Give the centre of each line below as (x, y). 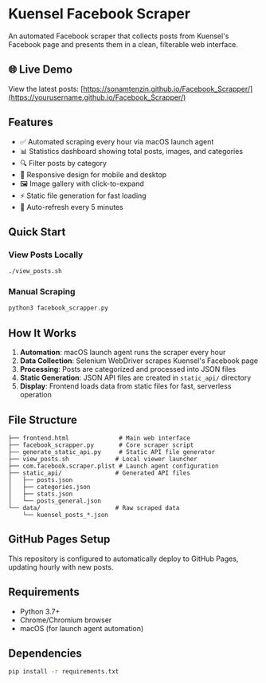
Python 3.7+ (40, 611)
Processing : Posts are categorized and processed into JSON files (128, 369)
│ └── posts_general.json (55, 501)
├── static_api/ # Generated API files (100, 473)
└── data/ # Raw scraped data (94, 507)
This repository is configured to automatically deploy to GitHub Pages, (123, 559)
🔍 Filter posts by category (63, 163)
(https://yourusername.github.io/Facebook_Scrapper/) (97, 97)
